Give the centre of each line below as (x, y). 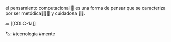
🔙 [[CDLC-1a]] (21, 23)
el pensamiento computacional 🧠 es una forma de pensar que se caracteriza (86, 8)
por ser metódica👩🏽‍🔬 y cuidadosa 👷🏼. (45, 13)
